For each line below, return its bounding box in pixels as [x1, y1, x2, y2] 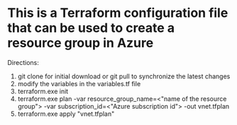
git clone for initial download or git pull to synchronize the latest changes [17, 72, 231, 81]
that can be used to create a [7, 20, 175, 36]
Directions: [7, 58, 39, 66]
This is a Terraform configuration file [7, 5, 228, 21]
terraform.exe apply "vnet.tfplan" [17, 109, 115, 118]
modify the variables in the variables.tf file [17, 79, 141, 88]
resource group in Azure [7, 35, 154, 51]
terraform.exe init [17, 87, 69, 95]
